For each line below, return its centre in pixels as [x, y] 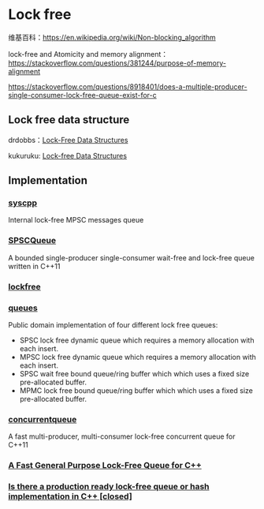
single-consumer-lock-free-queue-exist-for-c [83, 95]
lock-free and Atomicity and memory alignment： [88, 54]
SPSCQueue [32, 241]
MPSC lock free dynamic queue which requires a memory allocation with [138, 357]
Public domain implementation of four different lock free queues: [113, 324]
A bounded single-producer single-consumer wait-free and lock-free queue [131, 257]
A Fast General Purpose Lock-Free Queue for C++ [105, 466]
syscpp [23, 203]
